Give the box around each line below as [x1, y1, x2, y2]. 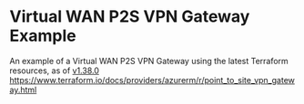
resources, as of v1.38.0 [9, 65, 100, 76]
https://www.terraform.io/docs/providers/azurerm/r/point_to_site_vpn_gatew [9, 74, 296, 85]
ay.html [9, 84, 37, 95]
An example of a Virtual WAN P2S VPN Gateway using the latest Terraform [9, 55, 289, 66]
